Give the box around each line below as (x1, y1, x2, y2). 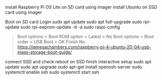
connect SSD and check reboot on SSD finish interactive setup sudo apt (5, 59, 152, 64)
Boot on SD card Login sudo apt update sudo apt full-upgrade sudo (5, 19, 142, 25)
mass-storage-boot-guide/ (17, 49, 72, 55)
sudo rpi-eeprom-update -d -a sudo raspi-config (20, 24, 120, 30)
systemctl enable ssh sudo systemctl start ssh (5, 69, 99, 75)
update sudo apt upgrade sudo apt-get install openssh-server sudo (5, 64, 142, 70)
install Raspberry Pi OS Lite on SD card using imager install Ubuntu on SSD (5, 4, 158, 10)
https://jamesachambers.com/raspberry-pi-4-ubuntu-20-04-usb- (17, 44, 152, 50)
